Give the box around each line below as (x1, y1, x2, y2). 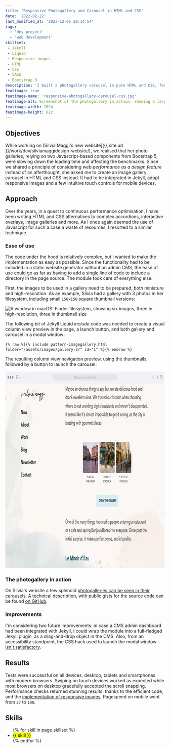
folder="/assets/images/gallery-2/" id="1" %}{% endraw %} (5, 347, 133, 352)
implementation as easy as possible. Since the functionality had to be (5, 259, 150, 265)
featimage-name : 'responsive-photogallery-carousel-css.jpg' (5, 94, 137, 99)
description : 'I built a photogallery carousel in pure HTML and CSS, (5, 83, 157, 88)
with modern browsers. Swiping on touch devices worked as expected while (5, 677, 164, 683)
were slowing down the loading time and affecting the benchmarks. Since (5, 158, 158, 164)
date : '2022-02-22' (5, 13, 47, 19)
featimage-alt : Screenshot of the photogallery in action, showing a (5, 99, 155, 104)
